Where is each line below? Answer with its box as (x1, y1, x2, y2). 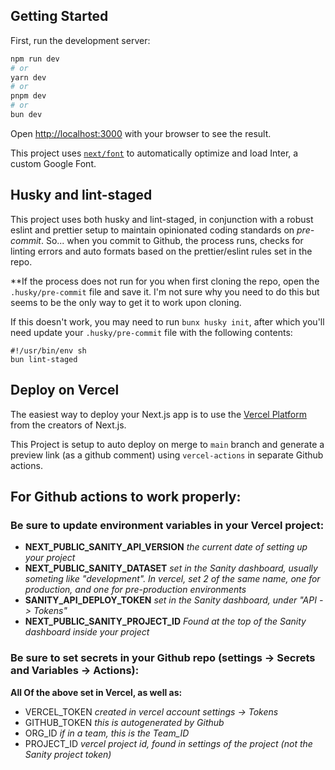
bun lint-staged (10, 354, 78, 364)
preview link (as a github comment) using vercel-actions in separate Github (10, 449, 324, 461)
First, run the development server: (10, 34, 151, 46)
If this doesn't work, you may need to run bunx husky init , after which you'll (10, 315, 325, 328)
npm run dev (10, 54, 60, 64)
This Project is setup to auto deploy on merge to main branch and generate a (10, 438, 325, 450)
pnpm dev (10, 91, 47, 101)
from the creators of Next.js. (10, 419, 127, 431)
